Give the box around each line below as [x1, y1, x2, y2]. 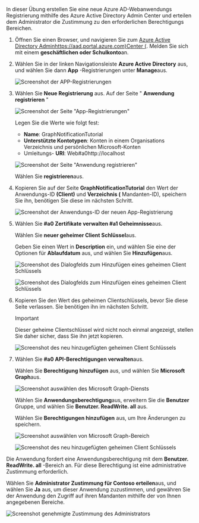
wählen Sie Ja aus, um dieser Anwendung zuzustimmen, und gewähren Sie [6, 486, 191, 493]
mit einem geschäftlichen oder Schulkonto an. [14, 49, 129, 56]
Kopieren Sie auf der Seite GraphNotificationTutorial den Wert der [14, 185, 178, 191]
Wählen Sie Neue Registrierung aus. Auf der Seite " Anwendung [14, 90, 175, 96]
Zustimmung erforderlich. [6, 468, 69, 475]
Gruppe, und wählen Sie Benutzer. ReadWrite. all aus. [14, 403, 148, 410]
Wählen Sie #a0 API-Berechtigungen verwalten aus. [14, 356, 144, 363]
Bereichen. [6, 24, 33, 32]
